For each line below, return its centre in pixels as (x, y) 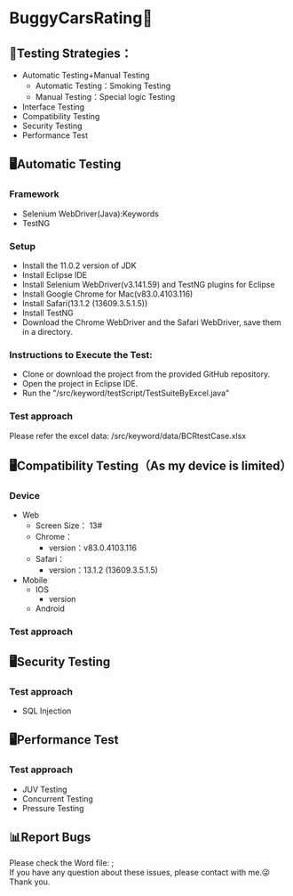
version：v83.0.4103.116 (93, 548)
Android (50, 608)
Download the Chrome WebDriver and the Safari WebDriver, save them (151, 322)
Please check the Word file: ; (62, 863)
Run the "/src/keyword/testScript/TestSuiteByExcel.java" (126, 393)
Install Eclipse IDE (54, 274)
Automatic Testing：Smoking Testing (103, 86)
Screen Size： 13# (69, 525)
